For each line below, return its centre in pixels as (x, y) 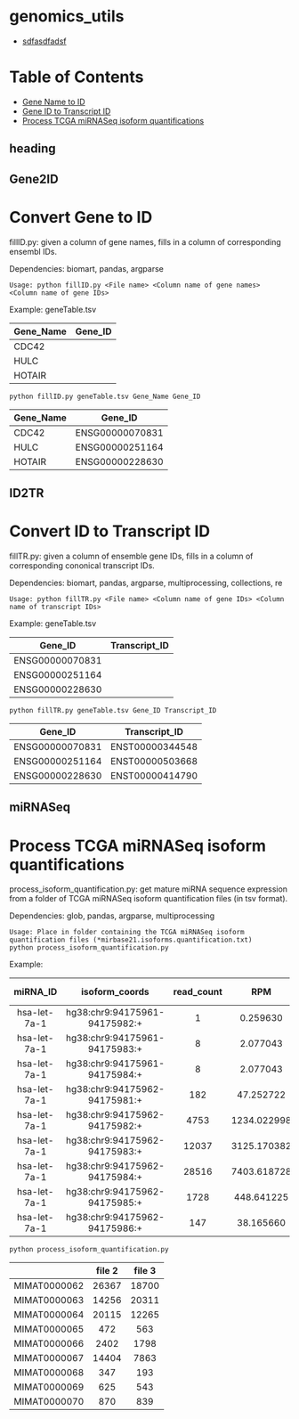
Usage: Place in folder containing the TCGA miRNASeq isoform (127, 933)
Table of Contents (77, 77)
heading (32, 149)
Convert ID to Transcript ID (110, 531)
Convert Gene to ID (81, 217)
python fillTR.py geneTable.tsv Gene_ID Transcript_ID (113, 710)
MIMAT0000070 (49, 1402)
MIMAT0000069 (49, 1387)
